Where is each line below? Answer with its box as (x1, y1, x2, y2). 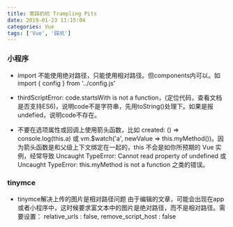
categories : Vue (7, 23, 54, 30)
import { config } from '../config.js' (17, 79, 116, 87)
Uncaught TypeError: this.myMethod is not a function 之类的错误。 (17, 160, 209, 169)
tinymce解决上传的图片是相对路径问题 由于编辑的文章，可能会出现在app (17, 194, 225, 203)
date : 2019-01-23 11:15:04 (7, 17, 86, 24)
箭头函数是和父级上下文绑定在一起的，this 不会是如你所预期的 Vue (23, 143, 214, 151)
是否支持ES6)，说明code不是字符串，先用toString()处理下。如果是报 (17, 102, 214, 110)
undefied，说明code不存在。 (17, 111, 101, 119)
